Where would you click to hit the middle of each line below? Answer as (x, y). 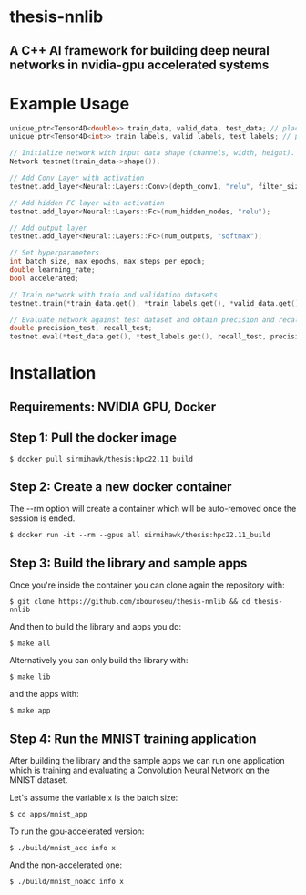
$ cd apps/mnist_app (49, 814)
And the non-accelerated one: (66, 865)
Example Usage (70, 104)
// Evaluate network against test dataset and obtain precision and (142, 320)
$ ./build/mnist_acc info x (63, 848)
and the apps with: (44, 694)
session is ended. (42, 518)
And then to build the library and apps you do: (96, 627)
